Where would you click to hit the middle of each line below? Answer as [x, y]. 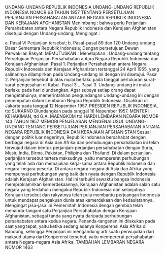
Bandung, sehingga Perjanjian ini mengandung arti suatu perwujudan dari [80, 232]
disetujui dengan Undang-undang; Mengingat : [52, 33]
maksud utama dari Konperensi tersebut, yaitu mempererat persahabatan [80, 237]
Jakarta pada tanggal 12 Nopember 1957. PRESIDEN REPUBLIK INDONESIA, [82, 106]
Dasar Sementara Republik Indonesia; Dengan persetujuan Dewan [72, 48]
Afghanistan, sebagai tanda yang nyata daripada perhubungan [68, 216]
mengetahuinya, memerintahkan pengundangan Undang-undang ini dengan [82, 95]
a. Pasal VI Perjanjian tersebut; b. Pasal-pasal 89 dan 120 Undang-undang [80, 43]
